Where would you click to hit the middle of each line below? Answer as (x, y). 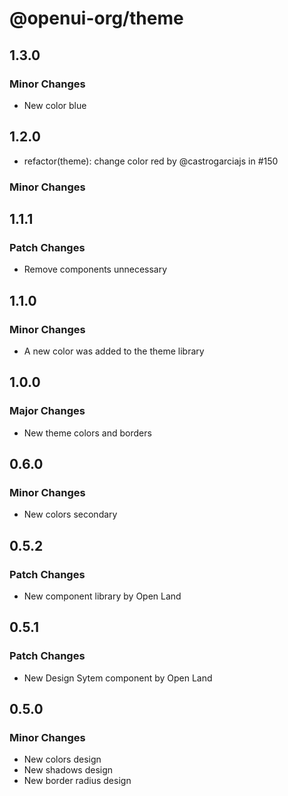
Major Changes (47, 411)
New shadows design (68, 770)
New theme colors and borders (87, 433)
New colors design (62, 759)
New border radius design (77, 781)
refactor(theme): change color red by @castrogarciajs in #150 (151, 161)
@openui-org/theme (96, 18)
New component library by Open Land (102, 596)
